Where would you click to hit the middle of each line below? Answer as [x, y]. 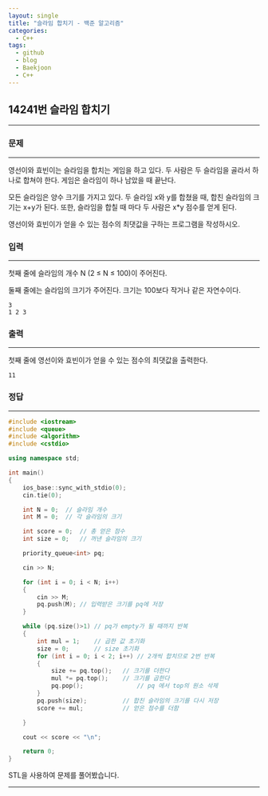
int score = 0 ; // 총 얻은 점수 [74, 532]
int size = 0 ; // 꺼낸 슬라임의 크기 [82, 539]
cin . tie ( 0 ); [42, 495]
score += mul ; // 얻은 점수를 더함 [108, 708]
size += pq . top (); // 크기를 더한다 [110, 671]
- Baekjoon [33, 68]
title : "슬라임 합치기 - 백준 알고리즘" [66, 23]
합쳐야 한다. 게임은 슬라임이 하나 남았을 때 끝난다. [99, 180]
